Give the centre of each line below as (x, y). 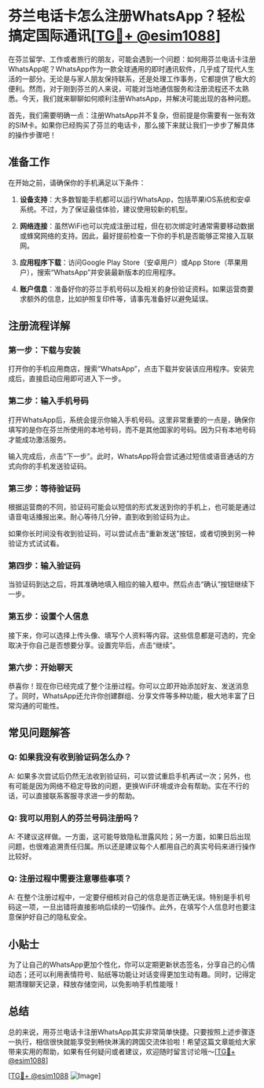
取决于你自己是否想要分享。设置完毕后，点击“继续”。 (94, 645)
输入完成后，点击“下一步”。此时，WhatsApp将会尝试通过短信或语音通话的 (128, 456)
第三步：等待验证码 (44, 488)
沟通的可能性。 (39, 705)
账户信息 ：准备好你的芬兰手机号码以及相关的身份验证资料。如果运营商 (133, 289)
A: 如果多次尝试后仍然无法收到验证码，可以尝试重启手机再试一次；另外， (126, 775)
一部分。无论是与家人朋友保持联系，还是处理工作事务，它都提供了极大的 (139, 79)
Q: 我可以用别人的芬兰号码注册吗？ (74, 818)
